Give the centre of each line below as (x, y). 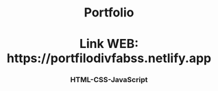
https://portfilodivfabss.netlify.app (109, 58)
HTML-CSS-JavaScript (109, 80)
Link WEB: (109, 44)
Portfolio (109, 13)
